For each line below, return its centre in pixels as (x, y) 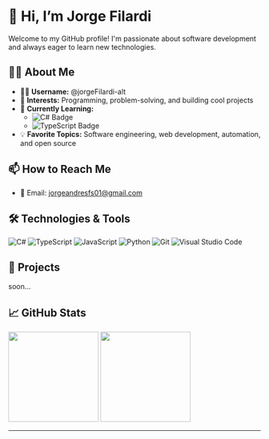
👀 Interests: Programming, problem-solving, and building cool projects (137, 100)
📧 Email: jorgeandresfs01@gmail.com (81, 192)
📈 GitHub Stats (47, 313)
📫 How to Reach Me (60, 169)
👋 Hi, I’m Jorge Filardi (80, 16)
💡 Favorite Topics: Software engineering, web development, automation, (140, 134)
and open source (48, 143)
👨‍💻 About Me (42, 72)
